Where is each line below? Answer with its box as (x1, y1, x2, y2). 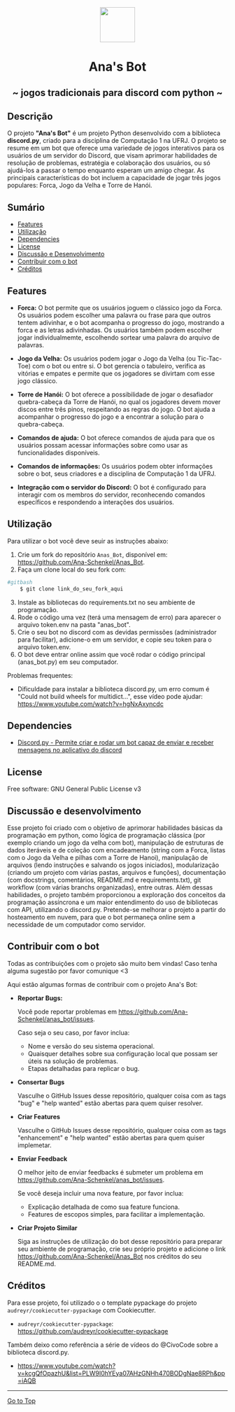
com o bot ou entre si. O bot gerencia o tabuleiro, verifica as (32, 362, 206, 371)
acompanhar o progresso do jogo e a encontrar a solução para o (17, 413, 204, 421)
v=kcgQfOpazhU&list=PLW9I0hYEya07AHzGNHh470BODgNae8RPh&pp (17, 1369, 225, 1377)
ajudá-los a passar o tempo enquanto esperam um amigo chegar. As (7, 166, 205, 174)
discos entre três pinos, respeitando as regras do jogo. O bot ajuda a (17, 406, 215, 414)
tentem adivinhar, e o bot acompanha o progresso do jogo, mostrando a (17, 319, 225, 327)
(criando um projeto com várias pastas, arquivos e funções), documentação (7, 868, 226, 877)
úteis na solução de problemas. (27, 1057, 119, 1065)
